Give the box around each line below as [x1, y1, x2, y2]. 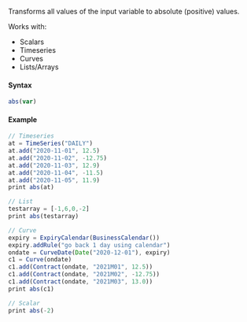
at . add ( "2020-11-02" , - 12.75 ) [8, 154, 108, 162]
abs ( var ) [8, 98, 37, 105]
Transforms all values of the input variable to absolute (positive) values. [8, 7, 240, 16]
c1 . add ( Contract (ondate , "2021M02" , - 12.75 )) [8, 271, 160, 279]
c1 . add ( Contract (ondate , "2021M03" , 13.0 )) [8, 278, 153, 286]
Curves [19, 54, 43, 63]
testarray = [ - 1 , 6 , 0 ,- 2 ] [8, 205, 90, 213]
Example [8, 114, 38, 124]
